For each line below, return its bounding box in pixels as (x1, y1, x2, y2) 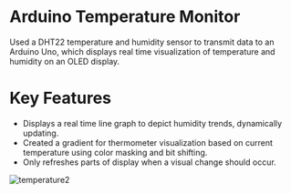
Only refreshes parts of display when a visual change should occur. (22, 157, 276, 168)
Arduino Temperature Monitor (9, 6, 241, 27)
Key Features (9, 88, 112, 108)
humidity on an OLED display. (9, 56, 120, 66)
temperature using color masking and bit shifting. (22, 147, 208, 158)
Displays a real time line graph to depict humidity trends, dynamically (22, 117, 283, 128)
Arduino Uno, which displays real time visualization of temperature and (9, 46, 275, 56)
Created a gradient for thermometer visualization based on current (22, 137, 274, 148)
